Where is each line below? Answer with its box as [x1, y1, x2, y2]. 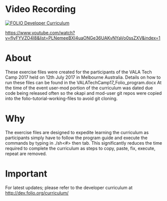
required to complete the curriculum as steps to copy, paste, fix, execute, [5, 145, 156, 151]
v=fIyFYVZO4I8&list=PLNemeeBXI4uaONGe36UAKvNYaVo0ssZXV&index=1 [5, 35, 161, 41]
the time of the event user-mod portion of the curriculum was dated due [5, 85, 153, 91]
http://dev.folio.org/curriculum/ [5, 190, 69, 196]
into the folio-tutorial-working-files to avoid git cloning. [5, 95, 118, 101]
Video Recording [5, 3, 76, 15]
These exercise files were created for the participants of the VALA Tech [5, 69, 152, 75]
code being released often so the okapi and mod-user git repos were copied [5, 90, 162, 96]
